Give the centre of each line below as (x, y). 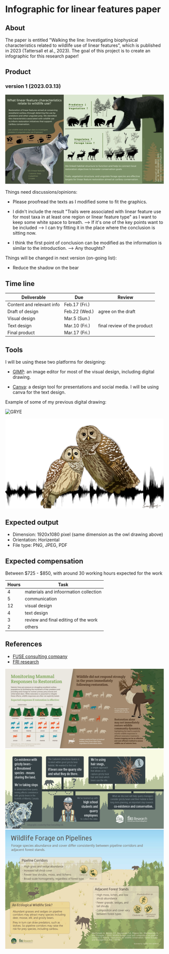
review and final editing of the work (61, 620)
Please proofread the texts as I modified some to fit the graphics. (80, 202)
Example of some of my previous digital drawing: (56, 402)
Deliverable (34, 297)
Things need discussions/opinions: (41, 192)
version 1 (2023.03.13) (33, 86)
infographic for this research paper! (42, 56)
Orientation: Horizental (36, 540)
